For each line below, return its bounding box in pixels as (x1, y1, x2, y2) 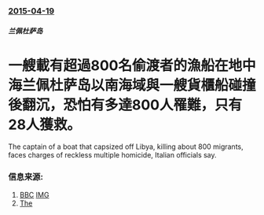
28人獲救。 (8, 116, 81, 133)
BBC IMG (19, 190, 49, 199)
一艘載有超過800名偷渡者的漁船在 (8, 57, 229, 74)
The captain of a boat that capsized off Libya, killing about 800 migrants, (8, 142, 244, 151)
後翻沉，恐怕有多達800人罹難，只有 (8, 96, 242, 113)
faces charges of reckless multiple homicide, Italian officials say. (8, 150, 218, 160)
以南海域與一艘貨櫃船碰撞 (90, 76, 257, 94)
